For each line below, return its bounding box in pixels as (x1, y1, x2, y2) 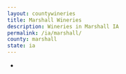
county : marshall (7, 36, 57, 43)
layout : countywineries (7, 10, 76, 17)
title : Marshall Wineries (7, 17, 82, 24)
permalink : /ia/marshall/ (7, 29, 82, 37)
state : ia (7, 42, 36, 49)
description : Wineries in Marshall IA (7, 23, 119, 30)
